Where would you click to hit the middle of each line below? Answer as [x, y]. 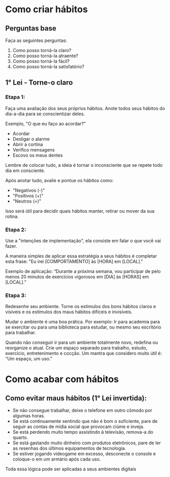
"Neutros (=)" [27, 201]
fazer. [11, 246]
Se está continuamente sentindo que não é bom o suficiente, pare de [85, 421]
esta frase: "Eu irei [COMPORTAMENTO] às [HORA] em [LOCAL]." [74, 261]
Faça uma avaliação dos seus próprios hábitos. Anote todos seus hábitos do [85, 108]
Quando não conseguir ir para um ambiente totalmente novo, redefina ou [82, 342]
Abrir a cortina [28, 144]
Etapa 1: [15, 97]
